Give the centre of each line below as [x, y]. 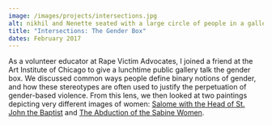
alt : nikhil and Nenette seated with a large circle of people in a [126, 23]
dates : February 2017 [45, 38]
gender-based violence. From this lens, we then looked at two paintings [128, 96]
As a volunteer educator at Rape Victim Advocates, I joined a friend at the [131, 61]
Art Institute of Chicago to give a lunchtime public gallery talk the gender [130, 70]
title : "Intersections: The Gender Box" [78, 31]
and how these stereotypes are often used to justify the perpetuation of [127, 87]
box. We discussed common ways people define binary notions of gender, [132, 78]
